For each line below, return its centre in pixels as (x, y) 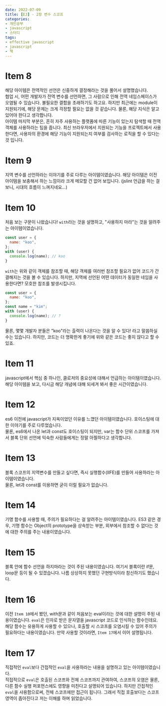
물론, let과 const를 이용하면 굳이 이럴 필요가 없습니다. (57, 485)
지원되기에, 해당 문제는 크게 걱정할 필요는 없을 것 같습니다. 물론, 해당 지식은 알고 (82, 109)
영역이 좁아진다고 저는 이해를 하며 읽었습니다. (49, 699)
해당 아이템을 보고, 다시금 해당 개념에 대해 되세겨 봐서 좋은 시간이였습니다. (76, 384)
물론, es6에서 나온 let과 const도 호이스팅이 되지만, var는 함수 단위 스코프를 (78, 431)
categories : (17, 19)
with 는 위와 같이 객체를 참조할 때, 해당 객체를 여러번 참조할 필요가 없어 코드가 (80, 271)
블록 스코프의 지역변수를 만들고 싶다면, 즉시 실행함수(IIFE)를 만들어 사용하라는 (80, 472)
